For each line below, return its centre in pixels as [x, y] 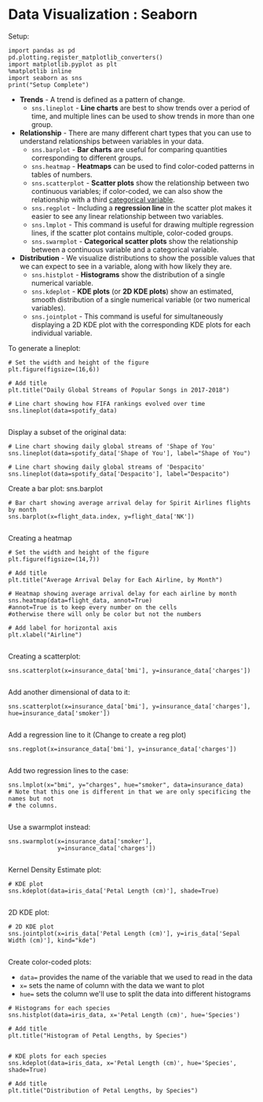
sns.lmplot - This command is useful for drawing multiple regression [142, 224]
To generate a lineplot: [44, 348]
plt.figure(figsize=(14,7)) [54, 559]
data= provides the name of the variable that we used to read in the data [136, 977]
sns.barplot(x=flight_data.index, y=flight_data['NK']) [101, 516]
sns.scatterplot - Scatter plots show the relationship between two [140, 183]
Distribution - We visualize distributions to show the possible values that [137, 257]
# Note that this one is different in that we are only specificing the [130, 792]
